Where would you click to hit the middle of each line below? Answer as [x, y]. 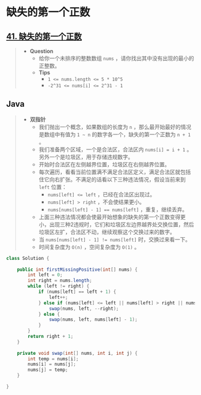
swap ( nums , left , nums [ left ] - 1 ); [93, 320]
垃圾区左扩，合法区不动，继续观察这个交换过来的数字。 [107, 232]
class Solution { [28, 258]
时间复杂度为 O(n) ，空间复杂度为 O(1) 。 [89, 247]
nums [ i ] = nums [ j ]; [52, 364]
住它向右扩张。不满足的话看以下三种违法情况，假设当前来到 [112, 179]
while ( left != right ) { [59, 286]
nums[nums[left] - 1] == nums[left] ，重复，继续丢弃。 [118, 209]
